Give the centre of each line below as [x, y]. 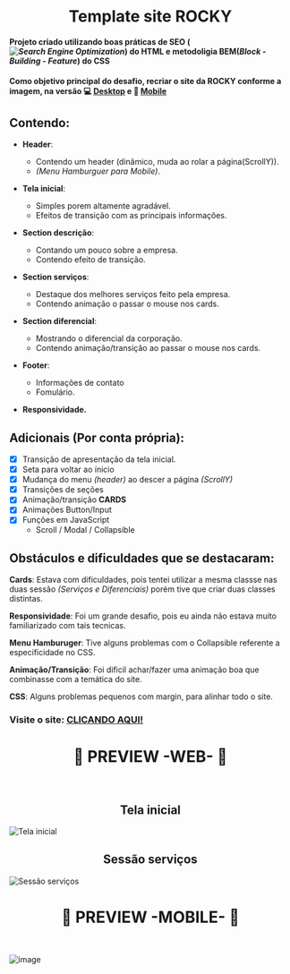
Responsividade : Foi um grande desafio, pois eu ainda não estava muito [143, 616]
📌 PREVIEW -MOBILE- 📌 [150, 917]
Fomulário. [55, 392]
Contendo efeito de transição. [90, 260]
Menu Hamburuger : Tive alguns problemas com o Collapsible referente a [145, 643]
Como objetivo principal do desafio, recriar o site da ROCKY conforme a [145, 81]
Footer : [36, 365]
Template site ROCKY [150, 17]
